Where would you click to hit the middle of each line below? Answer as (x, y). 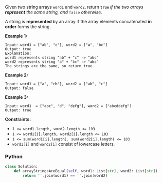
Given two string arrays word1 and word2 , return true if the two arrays (74, 7)
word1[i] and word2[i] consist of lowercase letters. (63, 144)
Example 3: (17, 97)
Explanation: (18, 53)
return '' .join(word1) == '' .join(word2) (65, 176)
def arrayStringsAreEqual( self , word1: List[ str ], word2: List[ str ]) (86, 171)
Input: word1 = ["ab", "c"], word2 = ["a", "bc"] (56, 45)
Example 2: (17, 75)
